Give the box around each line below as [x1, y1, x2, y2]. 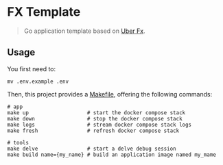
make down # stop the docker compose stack [7, 115, 183, 122]
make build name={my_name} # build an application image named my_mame [7, 151, 216, 158]
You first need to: [7, 64, 56, 73]
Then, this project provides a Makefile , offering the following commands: [7, 90, 213, 98]
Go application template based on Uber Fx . [23, 27, 145, 35]
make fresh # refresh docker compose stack [7, 127, 180, 134]
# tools [7, 139, 30, 146]
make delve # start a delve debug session [7, 145, 176, 152]
